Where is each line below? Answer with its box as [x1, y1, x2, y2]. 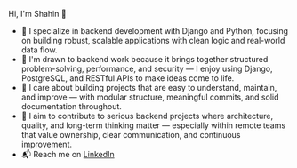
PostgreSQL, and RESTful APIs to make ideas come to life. [20, 73, 235, 84]
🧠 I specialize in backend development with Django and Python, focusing [20, 26, 289, 36]
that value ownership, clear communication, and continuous [20, 130, 241, 140]
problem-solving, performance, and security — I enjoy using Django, [20, 63, 273, 74]
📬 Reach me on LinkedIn [20, 149, 115, 159]
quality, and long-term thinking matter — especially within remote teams [20, 120, 286, 131]
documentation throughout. [20, 101, 122, 111]
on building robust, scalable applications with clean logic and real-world [20, 36, 285, 45]
